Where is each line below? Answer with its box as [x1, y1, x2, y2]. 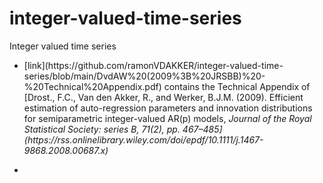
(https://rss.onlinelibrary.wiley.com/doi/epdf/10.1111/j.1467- [23, 133, 264, 146]
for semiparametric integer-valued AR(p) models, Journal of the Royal [23, 112, 312, 124]
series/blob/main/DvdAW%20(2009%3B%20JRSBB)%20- [23, 70, 266, 82]
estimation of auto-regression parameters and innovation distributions [23, 102, 313, 114]
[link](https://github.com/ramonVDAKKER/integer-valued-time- [23, 59, 284, 71]
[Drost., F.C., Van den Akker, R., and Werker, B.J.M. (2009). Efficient [23, 91, 304, 103]
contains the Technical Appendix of [163, 80, 311, 92]
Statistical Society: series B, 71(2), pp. [23, 123, 181, 135]
